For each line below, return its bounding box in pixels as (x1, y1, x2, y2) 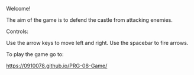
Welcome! (6, 5, 31, 12)
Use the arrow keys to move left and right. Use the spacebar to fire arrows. (6, 40, 189, 46)
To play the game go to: (6, 51, 64, 58)
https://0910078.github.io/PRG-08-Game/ (6, 62, 108, 69)
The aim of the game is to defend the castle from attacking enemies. (6, 17, 173, 23)
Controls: (6, 28, 28, 35)
